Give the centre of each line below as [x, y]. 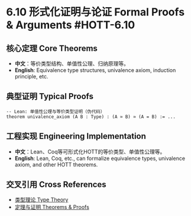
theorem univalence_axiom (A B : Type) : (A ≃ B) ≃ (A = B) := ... [91, 117]
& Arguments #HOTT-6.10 [71, 25]
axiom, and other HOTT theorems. [56, 164]
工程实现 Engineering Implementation [76, 136]
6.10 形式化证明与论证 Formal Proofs [96, 12]
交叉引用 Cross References [56, 184]
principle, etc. [31, 76]
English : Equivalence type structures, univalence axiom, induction [95, 70]
